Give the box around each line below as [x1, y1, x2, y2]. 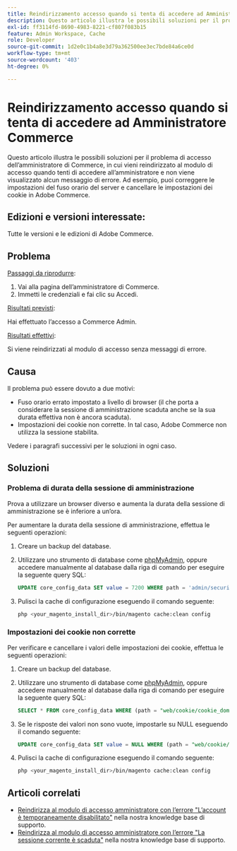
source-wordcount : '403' [7, 57, 80, 64]
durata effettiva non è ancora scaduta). [17, 413, 132, 421]
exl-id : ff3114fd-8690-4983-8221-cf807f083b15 [7, 23, 147, 30]
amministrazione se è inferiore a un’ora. [7, 507, 122, 515]
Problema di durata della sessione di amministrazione [7, 483, 195, 493]
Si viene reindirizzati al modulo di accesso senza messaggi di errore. [7, 345, 207, 353]
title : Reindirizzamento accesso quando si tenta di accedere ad [7, 10, 203, 18]
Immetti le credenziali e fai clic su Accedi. [17, 290, 139, 299]
